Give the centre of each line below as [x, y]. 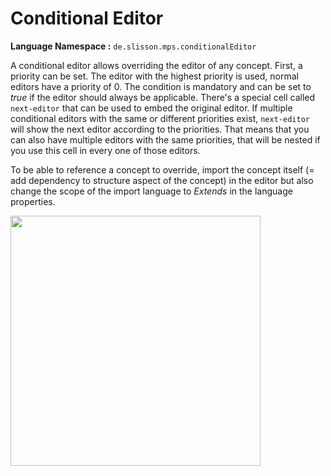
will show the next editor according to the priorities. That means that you [160, 129]
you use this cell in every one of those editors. [105, 150]
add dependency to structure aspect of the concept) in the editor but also [162, 180]
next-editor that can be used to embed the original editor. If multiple [151, 108]
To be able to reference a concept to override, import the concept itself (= [162, 169]
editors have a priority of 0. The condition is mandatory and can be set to [161, 86]
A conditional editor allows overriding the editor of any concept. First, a [156, 65]
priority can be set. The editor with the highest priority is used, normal [154, 76]
